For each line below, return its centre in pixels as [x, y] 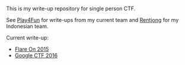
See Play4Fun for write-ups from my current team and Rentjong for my [92, 20]
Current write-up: [28, 38]
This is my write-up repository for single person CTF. [71, 9]
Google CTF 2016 [36, 55]
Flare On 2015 [32, 49]
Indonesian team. [27, 26]
